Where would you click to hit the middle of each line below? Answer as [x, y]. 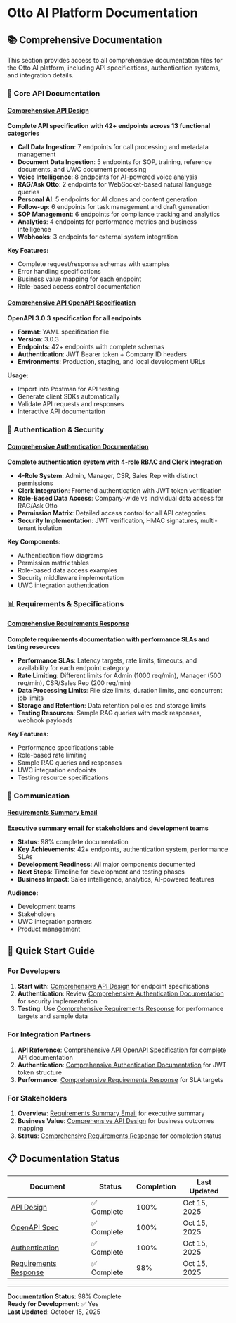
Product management [49, 929]
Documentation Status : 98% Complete [64, 1296]
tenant [27, 528]
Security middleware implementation [71, 578]
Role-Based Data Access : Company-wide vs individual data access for [120, 499]
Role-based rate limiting [52, 755]
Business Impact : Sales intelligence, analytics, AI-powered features [116, 879]
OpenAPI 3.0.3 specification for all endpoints [74, 318]
